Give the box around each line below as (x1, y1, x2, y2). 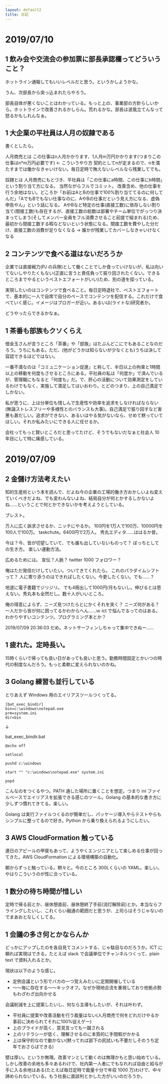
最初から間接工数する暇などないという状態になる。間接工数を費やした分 (5, 221, 154, 227)
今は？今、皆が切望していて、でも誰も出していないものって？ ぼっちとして (5, 540, 159, 546)
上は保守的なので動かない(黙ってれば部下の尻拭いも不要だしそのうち (12, 1037, 155, 1043)
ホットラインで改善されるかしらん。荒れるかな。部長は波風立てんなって (14, 106, 163, 112)
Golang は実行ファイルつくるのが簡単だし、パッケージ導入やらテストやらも (5, 811, 162, 817)
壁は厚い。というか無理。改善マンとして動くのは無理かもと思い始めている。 (5, 1054, 163, 1060)
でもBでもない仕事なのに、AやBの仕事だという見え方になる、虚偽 (23, 195, 160, 202)
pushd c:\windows (5, 761, 42, 766)
